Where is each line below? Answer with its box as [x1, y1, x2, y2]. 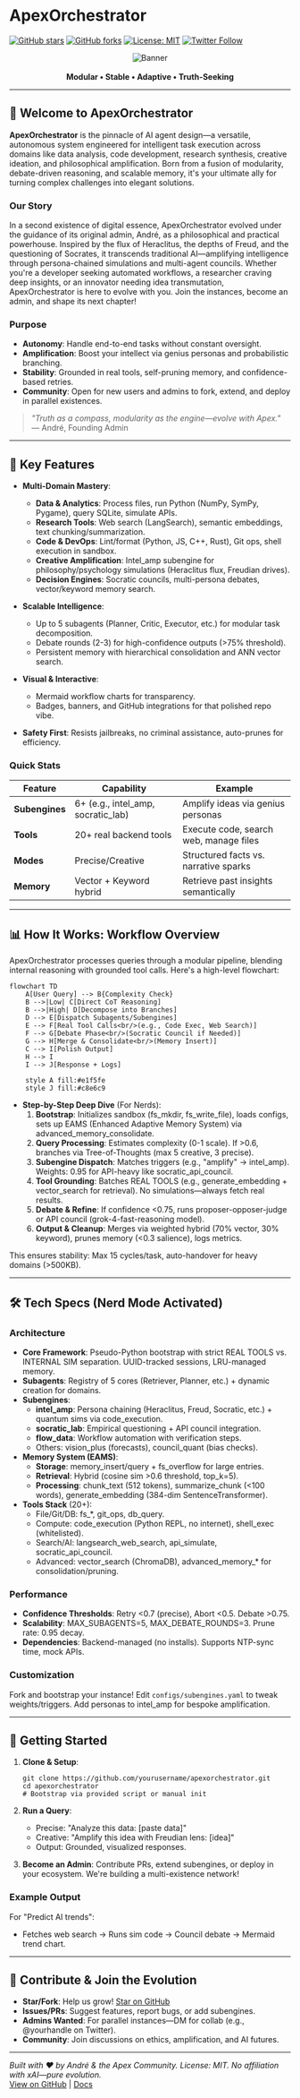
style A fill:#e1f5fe [25, 1076, 105, 1085]
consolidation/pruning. [35, 1565, 119, 1576]
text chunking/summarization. [35, 527, 146, 537]
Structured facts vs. [182, 849, 265, 861]
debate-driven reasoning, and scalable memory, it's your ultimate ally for [9, 167, 277, 178]
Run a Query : [21, 1805, 72, 1816]
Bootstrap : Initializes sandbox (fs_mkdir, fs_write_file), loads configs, [35, 1109, 288, 1120]
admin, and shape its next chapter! [9, 296, 137, 307]
